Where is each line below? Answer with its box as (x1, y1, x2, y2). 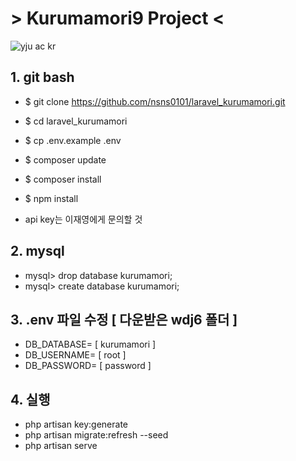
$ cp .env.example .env (24, 134, 122, 146)
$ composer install (24, 173, 102, 185)
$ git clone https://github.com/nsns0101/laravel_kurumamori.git (24, 95, 286, 107)
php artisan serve (24, 440, 98, 452)
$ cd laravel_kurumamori (24, 115, 128, 127)
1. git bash (10, 69, 75, 86)
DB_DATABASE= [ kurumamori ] (24, 338, 157, 351)
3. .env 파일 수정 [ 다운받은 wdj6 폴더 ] (10, 311, 238, 328)
